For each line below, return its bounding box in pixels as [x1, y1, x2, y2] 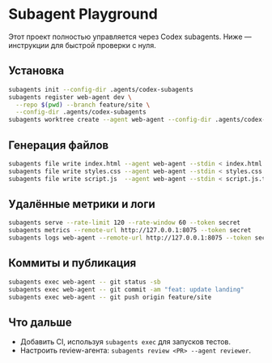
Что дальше [8, 315, 72, 329]
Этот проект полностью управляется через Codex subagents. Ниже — [8, 32, 253, 41]
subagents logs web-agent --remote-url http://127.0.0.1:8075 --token [8, 234, 252, 242]
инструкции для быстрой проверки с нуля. [8, 40, 156, 50]
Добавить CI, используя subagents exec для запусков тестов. [19, 337, 232, 347]
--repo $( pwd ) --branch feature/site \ [15, 101, 151, 109]
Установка [8, 64, 65, 78]
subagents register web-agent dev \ [8, 93, 132, 102]
